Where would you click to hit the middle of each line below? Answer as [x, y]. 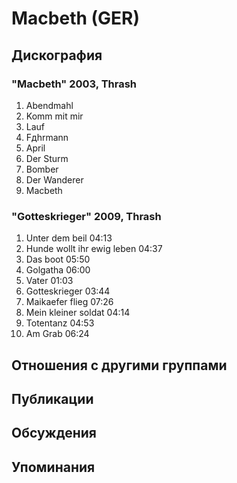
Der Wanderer [54, 179]
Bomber [42, 169]
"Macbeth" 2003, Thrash [74, 84]
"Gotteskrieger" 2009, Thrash [86, 216]
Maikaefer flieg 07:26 [69, 302]
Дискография [57, 55]
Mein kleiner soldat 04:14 [78, 313]
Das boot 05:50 [58, 259]
